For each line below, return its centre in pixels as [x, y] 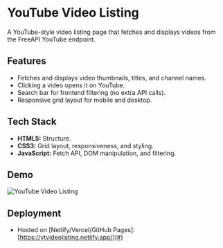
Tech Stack [32, 122]
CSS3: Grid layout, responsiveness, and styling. [85, 145]
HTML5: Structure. [44, 138]
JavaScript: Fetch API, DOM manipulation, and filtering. [97, 153]
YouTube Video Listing [73, 13]
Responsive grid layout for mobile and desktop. [84, 100]
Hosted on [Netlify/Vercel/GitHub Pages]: [76, 230]
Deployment [34, 213]
